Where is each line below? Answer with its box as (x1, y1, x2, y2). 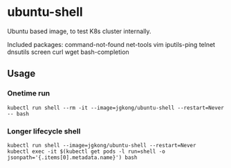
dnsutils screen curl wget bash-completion (7, 48, 129, 56)
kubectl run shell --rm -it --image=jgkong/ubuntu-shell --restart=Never (7, 104, 225, 111)
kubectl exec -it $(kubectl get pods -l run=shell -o (7, 148, 166, 155)
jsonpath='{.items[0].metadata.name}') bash (7, 153, 138, 161)
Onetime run (7, 88, 50, 98)
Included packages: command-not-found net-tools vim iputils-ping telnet (7, 40, 216, 48)
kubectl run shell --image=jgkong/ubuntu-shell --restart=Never (7, 142, 196, 149)
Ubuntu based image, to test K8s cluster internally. (7, 27, 151, 35)
